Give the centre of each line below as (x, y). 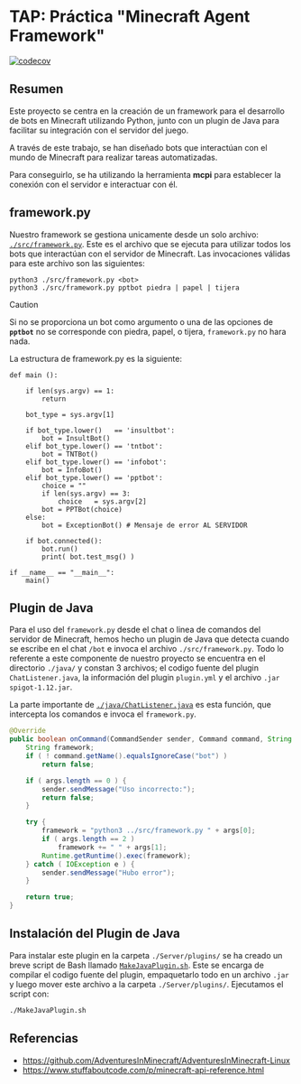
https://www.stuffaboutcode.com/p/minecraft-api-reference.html (143, 1070)
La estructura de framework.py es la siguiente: (96, 358)
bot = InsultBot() (76, 438)
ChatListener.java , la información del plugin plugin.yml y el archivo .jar (145, 678)
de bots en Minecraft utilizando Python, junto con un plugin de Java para (144, 120)
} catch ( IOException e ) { (80, 864)
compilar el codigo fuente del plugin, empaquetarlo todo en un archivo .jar (150, 974)
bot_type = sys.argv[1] (70, 414)
